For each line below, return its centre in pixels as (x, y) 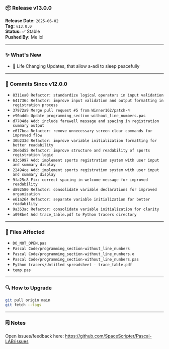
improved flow (27, 135)
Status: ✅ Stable (23, 31)
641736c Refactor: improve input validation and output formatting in (88, 101)
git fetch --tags (23, 305)
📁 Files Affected (25, 232)
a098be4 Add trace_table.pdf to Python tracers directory (74, 214)
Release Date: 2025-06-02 (32, 21)
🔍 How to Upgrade (28, 288)
